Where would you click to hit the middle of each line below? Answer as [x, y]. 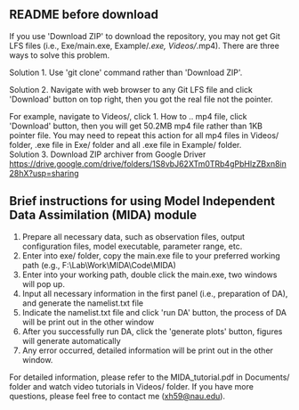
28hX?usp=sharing [44, 173]
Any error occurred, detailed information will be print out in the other [148, 350]
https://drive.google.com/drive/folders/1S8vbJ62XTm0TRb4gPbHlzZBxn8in [148, 163]
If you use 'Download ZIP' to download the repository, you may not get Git [145, 36]
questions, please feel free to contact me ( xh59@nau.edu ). [117, 396]
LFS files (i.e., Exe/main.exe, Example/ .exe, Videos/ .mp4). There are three [145, 45]
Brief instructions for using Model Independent [142, 201]
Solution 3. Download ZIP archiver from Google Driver [108, 154]
